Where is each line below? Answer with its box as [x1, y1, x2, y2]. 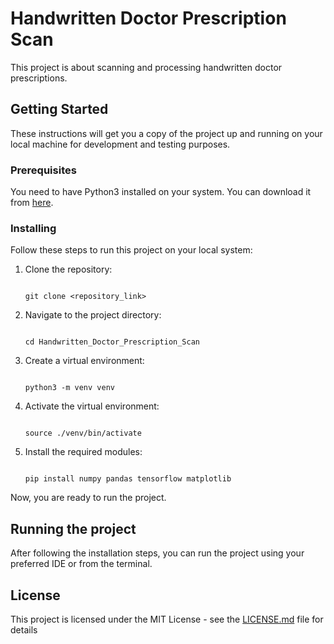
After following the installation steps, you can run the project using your [10, 547, 305, 559]
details [10, 623, 38, 636]
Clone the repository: [24, 263, 113, 276]
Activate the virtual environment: [24, 400, 160, 412]
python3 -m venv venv [24, 383, 115, 393]
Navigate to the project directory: [24, 309, 162, 321]
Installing [10, 221, 57, 235]
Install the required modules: [24, 446, 143, 458]
